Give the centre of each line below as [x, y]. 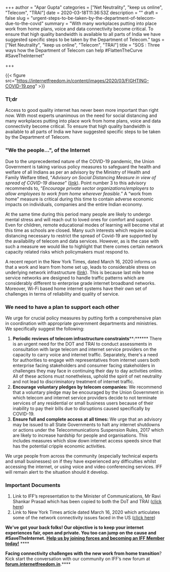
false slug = [17, 18]
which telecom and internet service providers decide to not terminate [85, 397]
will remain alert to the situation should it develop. [57, 472]
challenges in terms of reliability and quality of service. [62, 294]
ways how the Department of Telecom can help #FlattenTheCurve [74, 50]
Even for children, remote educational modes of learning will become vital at [85, 225]
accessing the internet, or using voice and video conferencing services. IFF [84, 466]
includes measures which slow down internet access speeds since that [87, 440]
